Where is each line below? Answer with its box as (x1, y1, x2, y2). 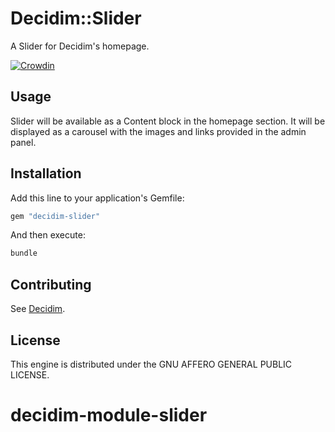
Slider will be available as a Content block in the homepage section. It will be (10, 115, 326, 127)
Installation (10, 165, 82, 182)
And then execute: (10, 229, 86, 241)
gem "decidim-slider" (10, 211, 101, 221)
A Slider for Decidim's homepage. (10, 40, 150, 52)
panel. (10, 136, 37, 148)
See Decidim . (10, 303, 66, 315)
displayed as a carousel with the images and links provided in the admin (10, 125, 307, 137)
